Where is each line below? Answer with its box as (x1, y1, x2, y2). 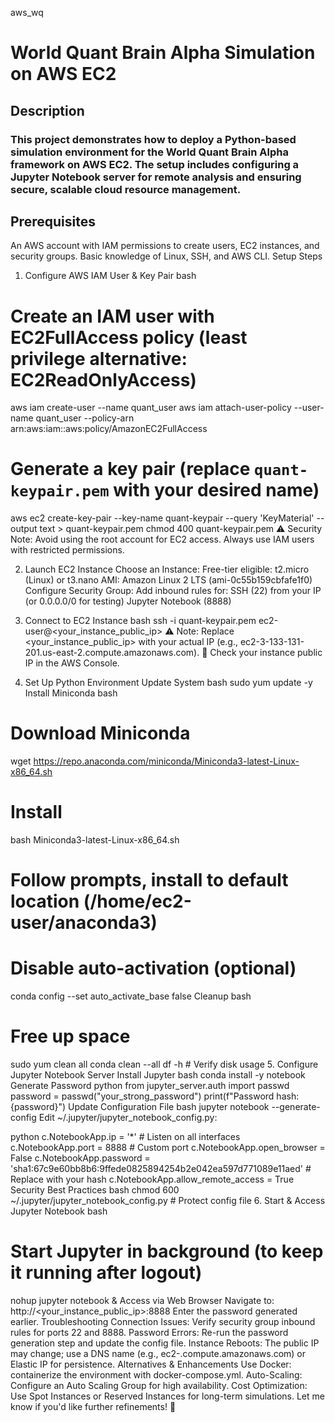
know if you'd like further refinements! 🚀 (10, 1401, 177, 1413)
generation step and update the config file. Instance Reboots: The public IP (10, 1337, 320, 1349)
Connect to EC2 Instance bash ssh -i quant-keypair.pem (24, 615, 257, 627)
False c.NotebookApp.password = (10, 1152, 151, 1164)
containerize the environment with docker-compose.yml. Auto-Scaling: (10, 1369, 303, 1381)
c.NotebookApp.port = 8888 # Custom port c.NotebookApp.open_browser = (10, 1142, 326, 1154)
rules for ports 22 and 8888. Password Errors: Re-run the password (10, 1327, 289, 1339)
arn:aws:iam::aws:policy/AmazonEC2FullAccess (10, 423, 208, 435)
